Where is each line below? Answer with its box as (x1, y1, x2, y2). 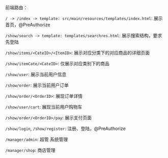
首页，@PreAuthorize (5, 22, 50, 28)
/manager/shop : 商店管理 (5, 147, 56, 153)
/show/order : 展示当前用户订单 (5, 82, 69, 88)
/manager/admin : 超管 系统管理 (5, 137, 68, 142)
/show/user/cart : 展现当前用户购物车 (5, 104, 82, 110)
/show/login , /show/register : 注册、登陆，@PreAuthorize (5, 125, 126, 131)
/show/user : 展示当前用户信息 (5, 71, 67, 77)
